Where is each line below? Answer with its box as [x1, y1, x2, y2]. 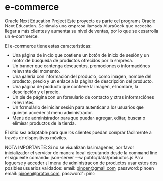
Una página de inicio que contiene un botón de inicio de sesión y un [12, 52, 149, 58]
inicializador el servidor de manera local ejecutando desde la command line [5, 149, 158, 155]
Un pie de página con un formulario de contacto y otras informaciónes [12, 94, 154, 100]
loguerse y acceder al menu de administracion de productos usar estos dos [5, 160, 158, 166]
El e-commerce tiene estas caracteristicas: [5, 43, 92, 49]
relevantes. [12, 99, 35, 105]
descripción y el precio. [12, 89, 60, 95]
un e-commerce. [5, 33, 39, 39]
